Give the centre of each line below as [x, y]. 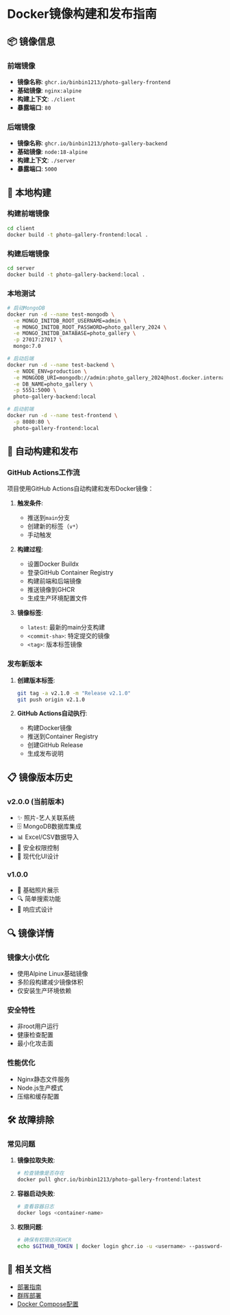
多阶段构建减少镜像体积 [50, 982]
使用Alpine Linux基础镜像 [52, 974]
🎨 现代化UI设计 [38, 856]
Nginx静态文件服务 [43, 1079]
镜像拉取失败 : [36, 1160]
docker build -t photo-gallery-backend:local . [76, 275]
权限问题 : [30, 1227]
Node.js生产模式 [40, 1088]
